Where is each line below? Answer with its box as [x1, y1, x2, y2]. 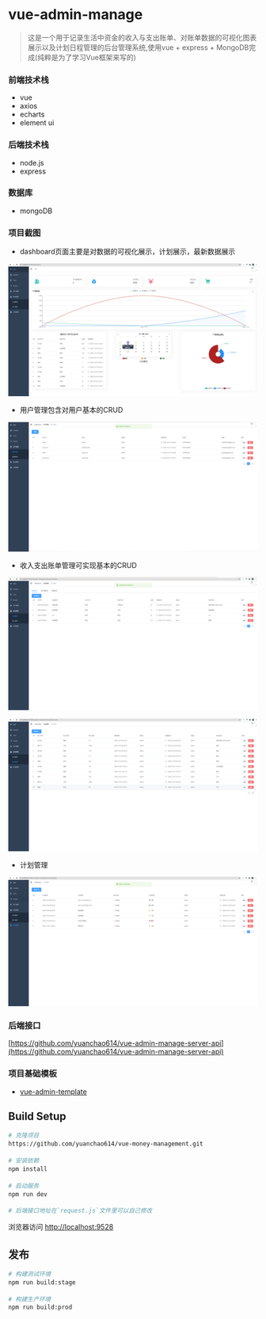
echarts [19, 109, 45, 120]
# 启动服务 [8, 1182, 40, 1190]
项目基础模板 [8, 1068, 58, 1079]
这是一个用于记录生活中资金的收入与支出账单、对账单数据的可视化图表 [27, 32, 257, 42]
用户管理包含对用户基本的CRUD [19, 405, 123, 414]
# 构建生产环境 [8, 1295, 51, 1303]
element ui [19, 118, 55, 128]
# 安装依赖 [8, 1157, 40, 1165]
